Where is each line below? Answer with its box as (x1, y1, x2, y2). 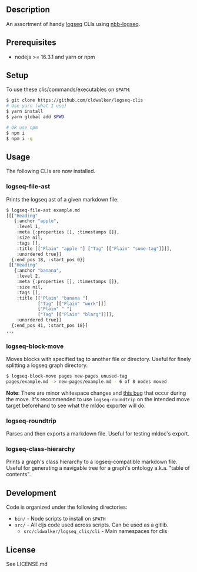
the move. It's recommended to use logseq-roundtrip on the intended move (6, 395, 190, 402)
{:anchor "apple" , (14, 218, 59, 224)
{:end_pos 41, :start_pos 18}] (11, 323, 88, 329)
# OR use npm (6, 124, 38, 131)
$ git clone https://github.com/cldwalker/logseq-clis (6, 97, 143, 103)
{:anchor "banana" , (14, 268, 62, 274)
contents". (6, 471, 31, 478)
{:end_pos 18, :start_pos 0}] (11, 256, 85, 262)
